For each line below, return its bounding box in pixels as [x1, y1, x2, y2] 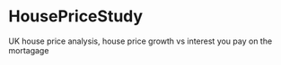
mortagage [8, 45, 49, 55]
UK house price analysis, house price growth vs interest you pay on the [8, 36, 273, 46]
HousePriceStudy [8, 6, 144, 27]
